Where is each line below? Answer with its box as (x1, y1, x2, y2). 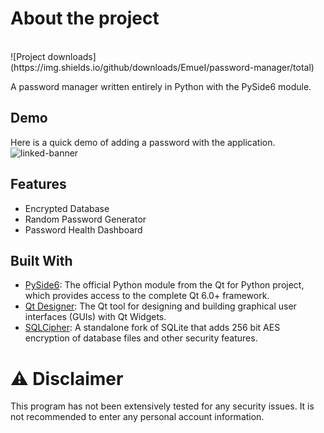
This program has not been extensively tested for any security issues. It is (10, 400, 315, 412)
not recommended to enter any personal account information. (10, 411, 265, 423)
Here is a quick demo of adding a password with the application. (10, 136, 276, 148)
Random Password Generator (24, 213, 147, 225)
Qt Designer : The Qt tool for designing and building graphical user (24, 300, 297, 312)
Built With (10, 252, 73, 269)
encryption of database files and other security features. (24, 332, 258, 344)
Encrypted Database (24, 202, 110, 214)
